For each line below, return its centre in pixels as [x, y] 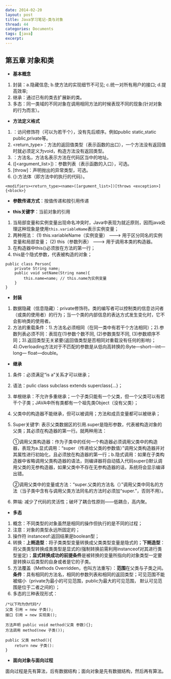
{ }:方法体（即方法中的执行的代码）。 [50, 176]
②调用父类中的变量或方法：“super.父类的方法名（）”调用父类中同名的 [86, 484]
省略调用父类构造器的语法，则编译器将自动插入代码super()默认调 [94, 460]
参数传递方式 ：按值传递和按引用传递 [51, 201]
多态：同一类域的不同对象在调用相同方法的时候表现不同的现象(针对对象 [87, 104]
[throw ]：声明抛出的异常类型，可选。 [52, 170]
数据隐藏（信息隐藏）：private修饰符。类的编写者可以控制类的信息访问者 [88, 308]
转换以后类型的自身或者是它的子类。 [55, 562]
